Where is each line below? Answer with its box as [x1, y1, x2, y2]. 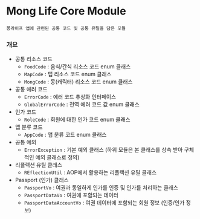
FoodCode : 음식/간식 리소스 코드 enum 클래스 [24, 63, 131, 70]
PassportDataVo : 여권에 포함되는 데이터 [24, 192, 119, 199]
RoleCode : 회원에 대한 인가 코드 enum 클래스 [24, 116, 131, 123]
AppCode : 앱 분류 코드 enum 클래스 [24, 131, 107, 139]
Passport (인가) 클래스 [15, 177, 69, 184]
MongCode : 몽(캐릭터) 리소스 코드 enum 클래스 [24, 78, 133, 85]
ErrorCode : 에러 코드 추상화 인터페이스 [24, 93, 117, 100]
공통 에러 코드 [15, 86, 48, 93]
